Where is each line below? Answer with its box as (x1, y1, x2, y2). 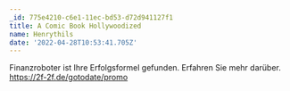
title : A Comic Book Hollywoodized (9, 21, 142, 30)
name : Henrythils (9, 29, 74, 38)
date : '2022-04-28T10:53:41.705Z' (9, 37, 138, 47)
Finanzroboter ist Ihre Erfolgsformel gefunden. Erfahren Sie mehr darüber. (9, 62, 281, 73)
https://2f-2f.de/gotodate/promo (9, 72, 128, 83)
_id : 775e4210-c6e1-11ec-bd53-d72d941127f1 (9, 12, 174, 22)
